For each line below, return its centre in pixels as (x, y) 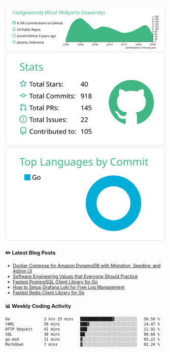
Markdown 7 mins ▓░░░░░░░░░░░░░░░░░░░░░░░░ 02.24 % (82, 345)
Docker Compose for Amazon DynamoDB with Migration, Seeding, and (87, 265)
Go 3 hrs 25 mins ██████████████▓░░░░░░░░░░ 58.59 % (82, 319)
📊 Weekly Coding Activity (38, 306)
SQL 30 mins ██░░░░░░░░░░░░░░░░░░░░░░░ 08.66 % (82, 334)
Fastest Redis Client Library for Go (48, 293)
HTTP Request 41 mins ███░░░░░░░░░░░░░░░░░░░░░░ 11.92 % (82, 329)
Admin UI (22, 271)
